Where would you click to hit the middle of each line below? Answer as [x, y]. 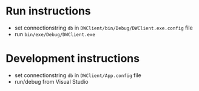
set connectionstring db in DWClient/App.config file [78, 75]
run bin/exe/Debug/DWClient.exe [55, 34]
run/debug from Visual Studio [51, 81]
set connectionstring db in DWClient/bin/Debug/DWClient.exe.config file [104, 28]
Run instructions [49, 11]
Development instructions [73, 59]
